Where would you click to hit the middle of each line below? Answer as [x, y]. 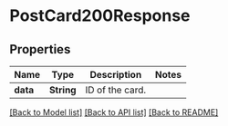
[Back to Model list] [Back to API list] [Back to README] [114, 112]
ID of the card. [116, 90]
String [62, 90]
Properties [40, 49]
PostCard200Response [100, 16]
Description [116, 75]
